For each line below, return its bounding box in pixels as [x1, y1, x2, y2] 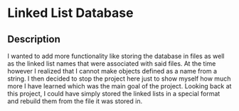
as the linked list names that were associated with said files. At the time [7, 59, 216, 68]
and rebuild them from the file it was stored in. [7, 97, 143, 105]
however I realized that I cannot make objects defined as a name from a [7, 67, 218, 75]
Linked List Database [7, 5, 134, 21]
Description [7, 33, 60, 45]
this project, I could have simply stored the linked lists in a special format [7, 90, 221, 98]
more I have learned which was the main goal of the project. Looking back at [7, 82, 232, 90]
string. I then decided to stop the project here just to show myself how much [7, 74, 231, 83]
